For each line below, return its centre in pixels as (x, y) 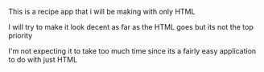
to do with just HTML (43, 60)
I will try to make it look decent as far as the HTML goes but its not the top (131, 27)
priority (21, 36)
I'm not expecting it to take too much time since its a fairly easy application (132, 51)
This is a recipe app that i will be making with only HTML (102, 12)
